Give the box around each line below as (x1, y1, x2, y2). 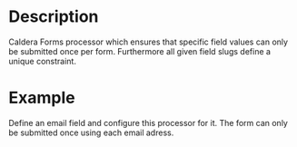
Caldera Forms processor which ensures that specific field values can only (8, 36, 288, 47)
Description (8, 6, 99, 27)
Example (8, 88, 75, 108)
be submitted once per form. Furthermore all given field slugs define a (8, 45, 272, 56)
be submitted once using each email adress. (8, 127, 174, 138)
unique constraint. (8, 55, 76, 66)
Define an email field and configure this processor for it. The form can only (8, 117, 288, 128)
